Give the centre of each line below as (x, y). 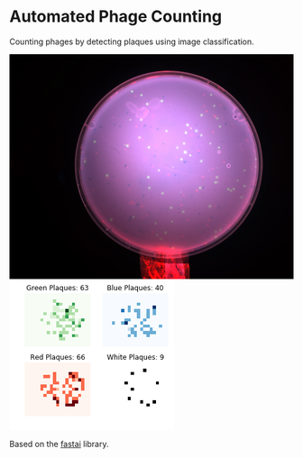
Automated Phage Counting (116, 17)
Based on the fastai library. (59, 444)
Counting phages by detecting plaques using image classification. (132, 41)
